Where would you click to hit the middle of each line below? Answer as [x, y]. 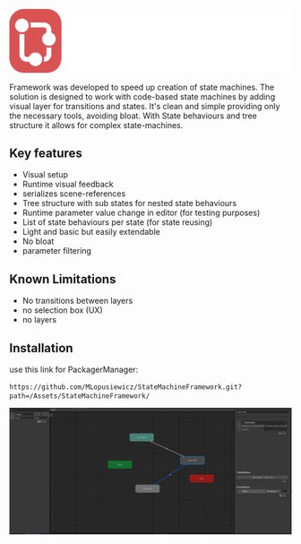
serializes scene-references [74, 194]
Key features [46, 153]
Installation [41, 348]
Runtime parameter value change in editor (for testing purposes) [141, 213]
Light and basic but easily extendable [91, 232]
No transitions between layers [77, 301]
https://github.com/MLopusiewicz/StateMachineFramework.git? [126, 387]
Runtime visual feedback [68, 185]
